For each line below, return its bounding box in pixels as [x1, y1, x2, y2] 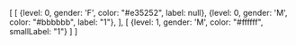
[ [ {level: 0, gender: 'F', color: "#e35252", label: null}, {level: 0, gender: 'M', [9, 8, 288, 18]
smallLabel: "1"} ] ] [9, 26, 78, 36]
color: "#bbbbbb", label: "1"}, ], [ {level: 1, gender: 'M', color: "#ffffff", [9, 17, 264, 27]
